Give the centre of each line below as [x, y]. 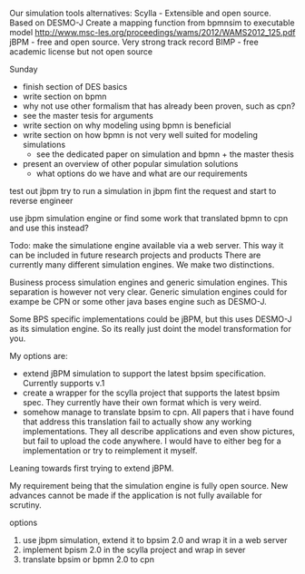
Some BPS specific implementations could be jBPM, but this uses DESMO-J [151, 319]
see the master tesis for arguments [88, 116]
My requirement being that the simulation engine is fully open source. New [149, 486]
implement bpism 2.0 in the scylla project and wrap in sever [134, 550]
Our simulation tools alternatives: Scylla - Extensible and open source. [140, 13]
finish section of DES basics [75, 87]
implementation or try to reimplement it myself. [110, 451]
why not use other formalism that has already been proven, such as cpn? [159, 106]
